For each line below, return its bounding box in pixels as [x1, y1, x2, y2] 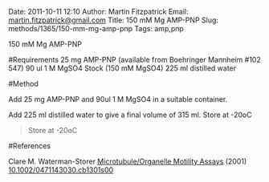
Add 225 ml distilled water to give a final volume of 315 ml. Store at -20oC [8, 110, 252, 119]
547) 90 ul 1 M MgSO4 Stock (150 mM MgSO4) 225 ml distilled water [8, 63, 237, 73]
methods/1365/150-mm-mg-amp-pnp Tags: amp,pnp [8, 24, 185, 33]
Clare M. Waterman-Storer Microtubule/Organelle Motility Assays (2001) [8, 156, 247, 166]
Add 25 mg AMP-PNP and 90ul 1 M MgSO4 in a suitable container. [8, 95, 228, 103]
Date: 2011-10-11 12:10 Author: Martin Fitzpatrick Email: [8, 7, 189, 16]
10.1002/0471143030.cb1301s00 [8, 165, 114, 175]
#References [8, 141, 51, 151]
